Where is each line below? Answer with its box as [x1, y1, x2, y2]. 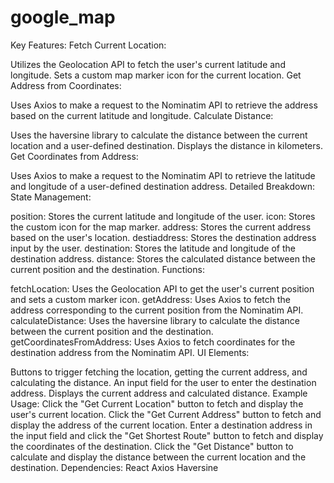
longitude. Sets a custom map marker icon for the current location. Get [10, 69, 302, 81]
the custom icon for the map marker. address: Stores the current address [10, 221, 312, 233]
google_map [10, 6, 116, 29]
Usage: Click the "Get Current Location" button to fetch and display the [10, 397, 304, 410]
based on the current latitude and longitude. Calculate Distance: [10, 109, 274, 121]
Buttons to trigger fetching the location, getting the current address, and [10, 366, 308, 378]
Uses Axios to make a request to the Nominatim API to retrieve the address [10, 99, 318, 111]
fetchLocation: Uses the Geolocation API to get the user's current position [10, 282, 315, 295]
